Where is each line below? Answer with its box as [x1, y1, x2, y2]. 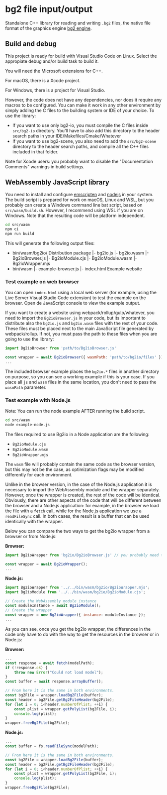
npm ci [5, 227, 19, 232]
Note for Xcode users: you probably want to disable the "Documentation [5, 158, 153, 164]
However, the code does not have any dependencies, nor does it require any [5, 97, 162, 103]
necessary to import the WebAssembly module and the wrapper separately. [5, 487, 160, 493]
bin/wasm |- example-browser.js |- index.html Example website [12, 266, 142, 272]
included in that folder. [12, 148, 59, 155]
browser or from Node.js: [5, 534, 57, 540]
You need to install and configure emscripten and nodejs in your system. [5, 191, 154, 197]
